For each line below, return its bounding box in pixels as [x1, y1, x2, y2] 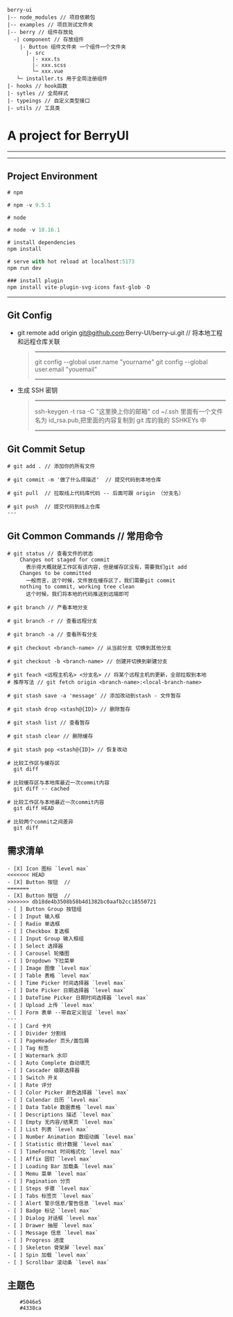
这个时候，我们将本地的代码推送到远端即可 [25, 590, 130, 597]
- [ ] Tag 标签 [7, 1044, 49, 1051]
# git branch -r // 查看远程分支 [7, 617, 98, 624]
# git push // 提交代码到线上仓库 [7, 503, 101, 510]
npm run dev [7, 264, 42, 271]
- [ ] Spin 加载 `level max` [7, 1252, 89, 1259]
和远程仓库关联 [17, 337, 60, 346]
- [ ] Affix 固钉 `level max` [7, 1155, 92, 1163]
